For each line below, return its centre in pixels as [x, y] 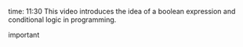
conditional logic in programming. [62, 20]
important [24, 35]
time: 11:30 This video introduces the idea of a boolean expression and [122, 11]
